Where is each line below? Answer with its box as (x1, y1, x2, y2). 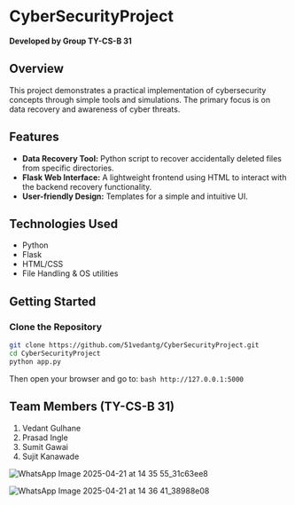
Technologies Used (9, 216, 118, 232)
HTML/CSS (21, 259, 64, 270)
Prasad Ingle (21, 432, 68, 443)
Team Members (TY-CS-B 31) (9, 399, 175, 414)
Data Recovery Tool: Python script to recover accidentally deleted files (21, 153, 282, 163)
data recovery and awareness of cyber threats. (9, 104, 181, 114)
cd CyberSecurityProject (9, 349, 101, 358)
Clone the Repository (9, 320, 103, 333)
